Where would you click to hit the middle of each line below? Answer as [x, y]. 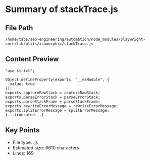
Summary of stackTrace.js [62, 9]
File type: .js [25, 142]
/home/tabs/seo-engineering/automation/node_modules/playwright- [75, 39]
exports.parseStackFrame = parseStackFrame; [53, 102]
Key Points [22, 130]
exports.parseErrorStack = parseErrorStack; [53, 97]
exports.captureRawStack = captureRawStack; [53, 93]
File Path [19, 28]
